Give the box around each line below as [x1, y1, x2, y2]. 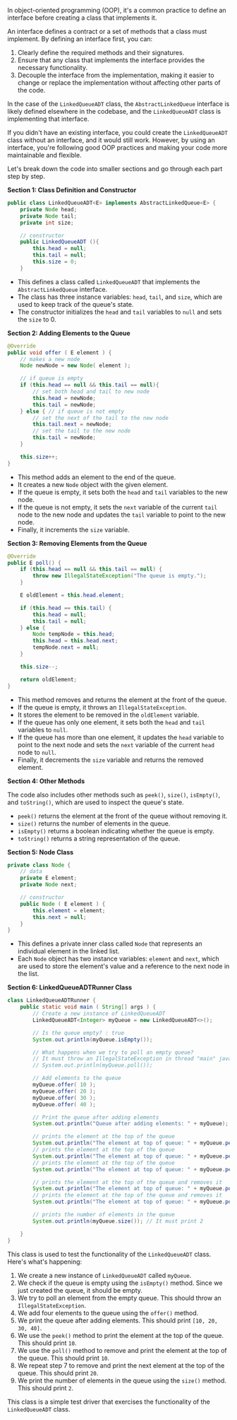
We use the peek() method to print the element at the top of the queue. [17, 1331, 224, 1339]
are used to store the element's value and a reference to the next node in [17, 962, 230, 970]
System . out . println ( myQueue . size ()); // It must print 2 [32, 1217, 203, 1225]
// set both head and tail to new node [32, 388, 150, 395]
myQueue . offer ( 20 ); [32, 1088, 97, 1095]
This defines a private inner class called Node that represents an [17, 939, 202, 948]
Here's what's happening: [7, 1257, 83, 1266]
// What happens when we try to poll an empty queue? [32, 1049, 194, 1056]
